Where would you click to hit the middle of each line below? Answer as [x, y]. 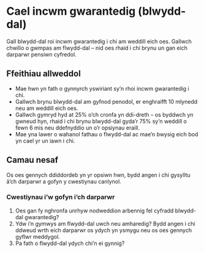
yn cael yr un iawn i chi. [45, 141]
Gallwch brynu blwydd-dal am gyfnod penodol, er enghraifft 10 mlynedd [106, 101]
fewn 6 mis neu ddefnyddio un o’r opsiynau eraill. [77, 128]
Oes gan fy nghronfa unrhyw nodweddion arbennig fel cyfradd [94, 211]
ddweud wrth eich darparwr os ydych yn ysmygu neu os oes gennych [103, 230]
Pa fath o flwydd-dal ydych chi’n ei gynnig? [70, 243]
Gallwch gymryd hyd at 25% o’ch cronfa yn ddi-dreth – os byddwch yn [104, 114]
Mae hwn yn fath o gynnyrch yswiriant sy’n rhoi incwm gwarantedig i [102, 88]
